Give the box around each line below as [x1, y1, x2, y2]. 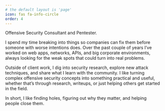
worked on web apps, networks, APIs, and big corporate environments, [5, 50, 151, 56]
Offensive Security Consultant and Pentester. [5, 30, 98, 36]
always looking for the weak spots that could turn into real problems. [5, 55, 145, 61]
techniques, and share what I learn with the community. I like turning [5, 70, 145, 76]
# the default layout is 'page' [5, 7, 72, 12]
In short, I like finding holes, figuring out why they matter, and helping [5, 95, 147, 101]
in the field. [5, 86, 28, 92]
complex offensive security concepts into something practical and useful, [5, 75, 155, 81]
